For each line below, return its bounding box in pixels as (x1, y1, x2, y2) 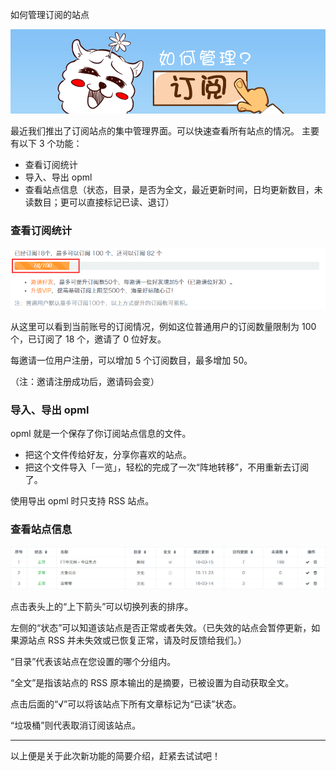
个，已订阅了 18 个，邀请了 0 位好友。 (10, 333, 167, 345)
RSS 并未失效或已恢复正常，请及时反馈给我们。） (47, 634, 247, 646)
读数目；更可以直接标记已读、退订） (24, 196, 175, 208)
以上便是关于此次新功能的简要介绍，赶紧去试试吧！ (10, 749, 221, 762)
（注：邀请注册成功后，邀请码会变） (10, 375, 160, 387)
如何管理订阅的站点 (10, 9, 90, 20)
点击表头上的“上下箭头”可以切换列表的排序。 (10, 600, 194, 612)
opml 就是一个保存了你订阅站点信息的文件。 (10, 428, 192, 440)
